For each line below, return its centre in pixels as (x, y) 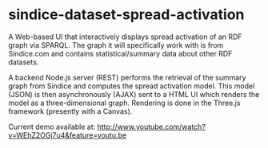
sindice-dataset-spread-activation (126, 15)
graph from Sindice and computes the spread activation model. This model (132, 86)
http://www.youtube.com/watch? (152, 127)
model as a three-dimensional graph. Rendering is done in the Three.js (124, 103)
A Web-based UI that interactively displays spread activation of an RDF (125, 37)
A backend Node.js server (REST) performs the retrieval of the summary (127, 77)
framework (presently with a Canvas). (70, 111)
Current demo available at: (52, 127)
